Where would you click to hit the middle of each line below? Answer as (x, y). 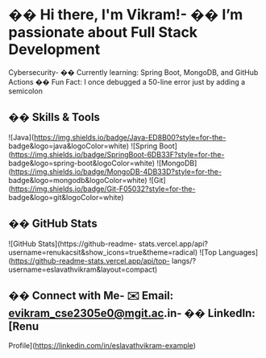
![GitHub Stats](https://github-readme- (73, 244)
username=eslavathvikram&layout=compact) (83, 269)
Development (54, 50)
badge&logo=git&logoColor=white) (66, 197)
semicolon (25, 91)
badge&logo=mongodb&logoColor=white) (78, 180)
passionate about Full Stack (103, 33)
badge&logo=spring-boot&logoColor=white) (82, 163)
